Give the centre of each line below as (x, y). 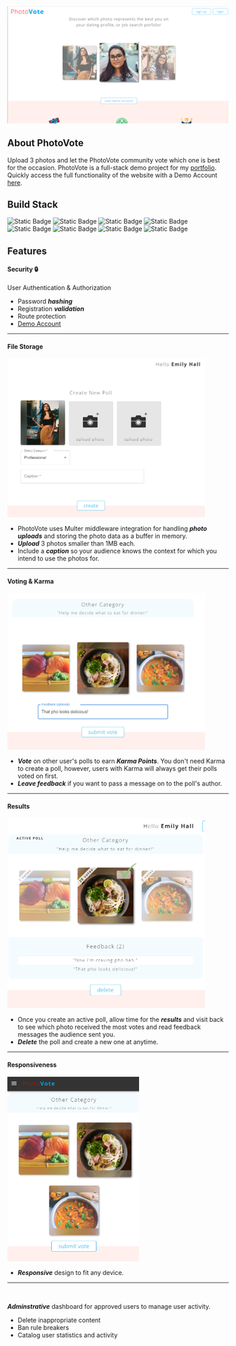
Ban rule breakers (43, 1327)
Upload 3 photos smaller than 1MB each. (76, 544)
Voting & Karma (31, 582)
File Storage (25, 346)
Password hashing (45, 301)
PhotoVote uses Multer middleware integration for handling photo (112, 529)
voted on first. (38, 776)
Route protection (42, 316)
